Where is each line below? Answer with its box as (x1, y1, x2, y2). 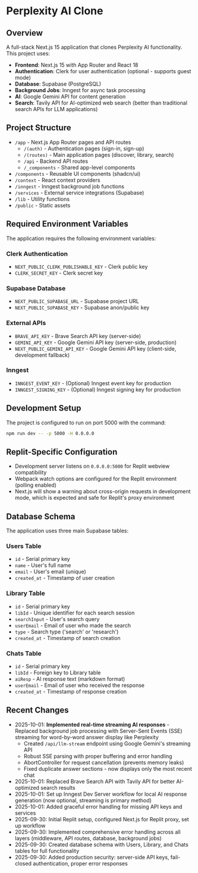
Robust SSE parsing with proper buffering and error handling (23, 752, 172, 759)
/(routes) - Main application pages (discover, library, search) (23, 151, 174, 158)
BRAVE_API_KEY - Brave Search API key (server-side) (14, 332, 142, 339)
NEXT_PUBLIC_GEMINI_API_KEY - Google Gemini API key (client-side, (14, 345, 177, 352)
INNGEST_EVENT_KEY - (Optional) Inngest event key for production (14, 379, 171, 387)
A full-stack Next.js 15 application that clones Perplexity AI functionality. (6, 43, 183, 51)
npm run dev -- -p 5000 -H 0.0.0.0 (6, 430, 95, 436)
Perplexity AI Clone (6, 4, 103, 18)
